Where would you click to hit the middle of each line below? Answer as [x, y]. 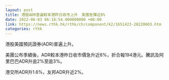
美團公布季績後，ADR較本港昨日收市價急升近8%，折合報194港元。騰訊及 [82, 55]
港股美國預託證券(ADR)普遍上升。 [41, 44]
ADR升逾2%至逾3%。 [42, 61]
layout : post [19, 10]
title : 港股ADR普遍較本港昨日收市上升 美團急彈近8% [55, 15]
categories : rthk [24, 29]
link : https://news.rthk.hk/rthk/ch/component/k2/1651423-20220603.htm [83, 24]
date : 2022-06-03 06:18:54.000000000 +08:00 [54, 19]
